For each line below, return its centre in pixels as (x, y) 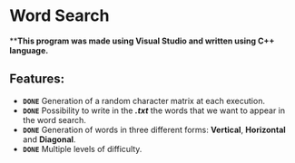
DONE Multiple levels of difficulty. (82, 149)
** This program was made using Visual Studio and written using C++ (142, 41)
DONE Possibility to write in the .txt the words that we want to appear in (154, 110)
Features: (37, 79)
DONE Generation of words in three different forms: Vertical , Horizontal (154, 129)
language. (29, 50)
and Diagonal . (49, 139)
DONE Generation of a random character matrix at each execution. (144, 101)
